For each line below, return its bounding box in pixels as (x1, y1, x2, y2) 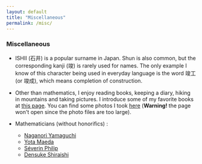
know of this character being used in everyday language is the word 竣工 (14, 69, 196, 77)
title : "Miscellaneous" (6, 14, 66, 20)
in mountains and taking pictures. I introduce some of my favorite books (14, 95, 194, 102)
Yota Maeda (24, 138, 54, 145)
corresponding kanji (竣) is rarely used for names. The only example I (14, 61, 187, 69)
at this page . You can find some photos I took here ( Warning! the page (14, 102, 191, 109)
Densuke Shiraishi (24, 151, 69, 158)
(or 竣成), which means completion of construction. (14, 77, 143, 84)
